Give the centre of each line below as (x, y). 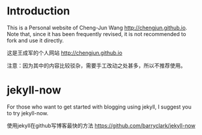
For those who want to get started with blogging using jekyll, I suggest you (99, 107)
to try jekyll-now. (28, 113)
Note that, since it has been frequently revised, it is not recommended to (96, 34)
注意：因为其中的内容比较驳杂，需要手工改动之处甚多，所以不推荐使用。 (96, 65)
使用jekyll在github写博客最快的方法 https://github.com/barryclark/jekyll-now (101, 125)
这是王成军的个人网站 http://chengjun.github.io (65, 53)
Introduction (38, 11)
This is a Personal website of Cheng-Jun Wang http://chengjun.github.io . (97, 28)
